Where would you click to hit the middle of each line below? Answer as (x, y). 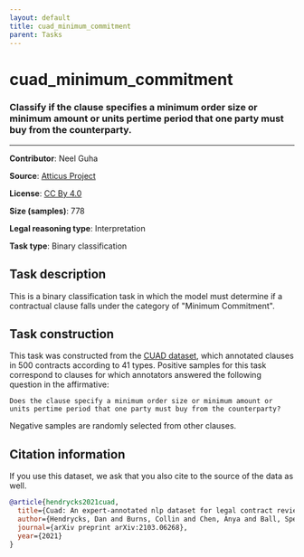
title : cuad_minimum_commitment (70, 26)
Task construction (62, 334)
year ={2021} (40, 536)
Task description (58, 274)
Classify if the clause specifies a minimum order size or (133, 108)
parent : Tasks (36, 34)
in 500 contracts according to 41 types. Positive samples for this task (138, 365)
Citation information (67, 454)
